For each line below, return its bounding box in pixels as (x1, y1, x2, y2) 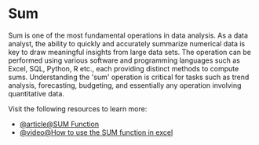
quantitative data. (8, 89, 65, 98)
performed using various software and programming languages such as (8, 56, 241, 65)
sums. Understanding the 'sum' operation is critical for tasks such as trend (8, 72, 250, 82)
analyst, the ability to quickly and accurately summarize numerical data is (8, 38, 246, 48)
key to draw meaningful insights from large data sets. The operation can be (8, 47, 251, 56)
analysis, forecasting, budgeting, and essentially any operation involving (8, 80, 242, 90)
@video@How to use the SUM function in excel (19, 127, 173, 137)
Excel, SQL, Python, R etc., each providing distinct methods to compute (8, 63, 239, 73)
